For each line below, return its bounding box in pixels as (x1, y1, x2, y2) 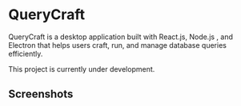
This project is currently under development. (8, 64, 155, 73)
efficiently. (8, 49, 43, 58)
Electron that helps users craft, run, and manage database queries (8, 40, 227, 49)
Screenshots (8, 88, 74, 101)
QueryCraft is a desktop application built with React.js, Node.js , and (8, 32, 234, 41)
